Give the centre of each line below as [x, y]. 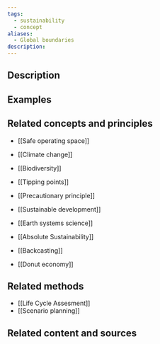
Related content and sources [72, 333]
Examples [29, 99]
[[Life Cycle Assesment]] [54, 303]
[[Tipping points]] [43, 182]
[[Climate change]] [45, 154]
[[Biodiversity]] [39, 168]
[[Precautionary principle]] [56, 195]
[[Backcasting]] [40, 250]
